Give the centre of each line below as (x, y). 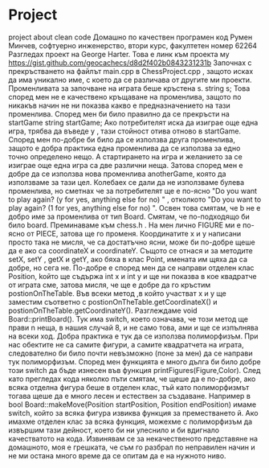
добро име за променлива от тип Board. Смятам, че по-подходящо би (129, 216)
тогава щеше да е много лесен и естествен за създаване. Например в (130, 396)
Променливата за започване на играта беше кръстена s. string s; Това (129, 88)
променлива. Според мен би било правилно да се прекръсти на (119, 113)
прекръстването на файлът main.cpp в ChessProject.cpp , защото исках (131, 71)
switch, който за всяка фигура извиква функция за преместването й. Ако (133, 413)
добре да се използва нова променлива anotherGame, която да (117, 174)
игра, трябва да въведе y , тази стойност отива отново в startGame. (125, 131)
